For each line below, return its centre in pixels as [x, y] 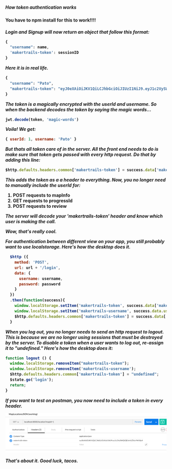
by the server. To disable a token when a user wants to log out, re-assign [84, 343]
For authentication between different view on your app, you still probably [85, 242]
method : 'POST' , [32, 262]
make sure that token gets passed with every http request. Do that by [81, 154]
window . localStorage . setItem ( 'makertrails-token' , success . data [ [86, 306]
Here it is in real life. [27, 68]
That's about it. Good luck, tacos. [42, 461]
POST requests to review [40, 206]
